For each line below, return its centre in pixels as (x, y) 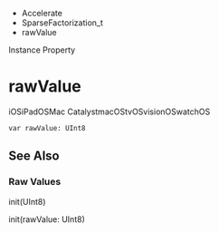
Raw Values (35, 182)
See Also (34, 156)
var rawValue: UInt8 (48, 128)
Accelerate (42, 13)
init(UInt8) (27, 201)
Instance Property (42, 50)
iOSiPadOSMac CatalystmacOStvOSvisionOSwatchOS (109, 112)
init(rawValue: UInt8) (47, 219)
